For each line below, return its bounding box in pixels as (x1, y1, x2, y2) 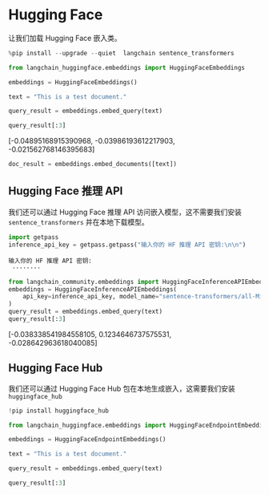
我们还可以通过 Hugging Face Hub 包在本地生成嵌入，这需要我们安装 (8, 383, 236, 393)
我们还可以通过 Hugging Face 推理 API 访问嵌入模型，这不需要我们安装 (8, 207, 243, 217)
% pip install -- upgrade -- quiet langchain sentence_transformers (8, 49, 235, 57)
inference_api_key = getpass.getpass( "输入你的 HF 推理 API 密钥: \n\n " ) (8, 241, 247, 249)
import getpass (8, 233, 59, 241)
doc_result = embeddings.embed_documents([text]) (8, 160, 178, 168)
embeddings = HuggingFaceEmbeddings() (8, 78, 138, 86)
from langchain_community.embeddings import (8, 278, 159, 286)
